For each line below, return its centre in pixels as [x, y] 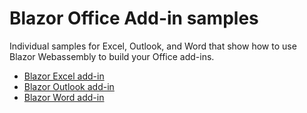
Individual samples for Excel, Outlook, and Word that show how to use [153, 46]
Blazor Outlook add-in [69, 86]
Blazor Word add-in [64, 97]
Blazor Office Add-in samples [134, 18]
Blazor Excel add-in [64, 76]
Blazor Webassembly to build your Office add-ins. [112, 56]
